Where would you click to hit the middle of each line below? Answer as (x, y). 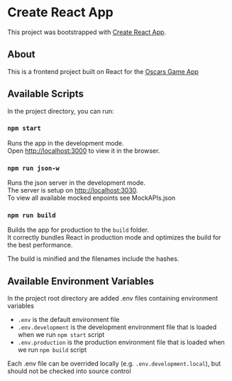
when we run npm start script (61, 335)
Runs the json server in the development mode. (77, 183)
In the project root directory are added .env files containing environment (113, 299)
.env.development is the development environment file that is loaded (117, 327)
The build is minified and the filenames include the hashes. (93, 259)
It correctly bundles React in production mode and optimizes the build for (114, 237)
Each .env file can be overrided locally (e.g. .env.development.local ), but (114, 364)
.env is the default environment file (68, 320)
